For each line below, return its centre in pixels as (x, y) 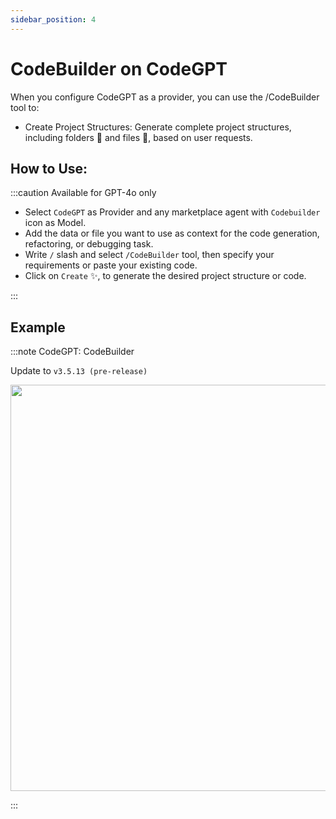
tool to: (25, 107)
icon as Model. (55, 223)
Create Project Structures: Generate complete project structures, (158, 127)
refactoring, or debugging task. (89, 244)
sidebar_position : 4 (53, 19)
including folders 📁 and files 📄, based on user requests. (138, 137)
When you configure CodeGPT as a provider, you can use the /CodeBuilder (165, 97)
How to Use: (49, 168)
